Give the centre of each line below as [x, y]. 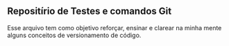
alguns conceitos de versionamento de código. [74, 35]
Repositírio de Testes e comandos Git [90, 11]
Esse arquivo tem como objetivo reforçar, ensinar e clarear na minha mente [114, 27]
